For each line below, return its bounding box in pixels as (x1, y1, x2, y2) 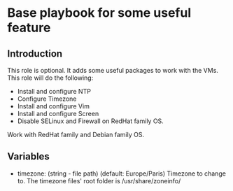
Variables (7, 150, 50, 162)
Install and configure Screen (17, 110, 99, 118)
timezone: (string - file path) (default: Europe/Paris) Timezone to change (17, 169, 226, 178)
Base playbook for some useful (7, 5, 191, 21)
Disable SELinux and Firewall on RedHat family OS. (17, 117, 164, 125)
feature (7, 20, 51, 36)
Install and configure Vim (17, 102, 90, 110)
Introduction (7, 48, 63, 59)
